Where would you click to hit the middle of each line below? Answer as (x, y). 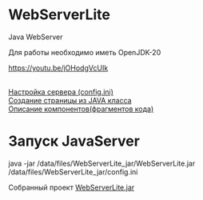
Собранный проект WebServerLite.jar (72, 187)
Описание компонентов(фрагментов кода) (81, 109)
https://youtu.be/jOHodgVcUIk (58, 68)
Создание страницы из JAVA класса (70, 100)
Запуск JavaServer (74, 141)
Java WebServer (36, 37)
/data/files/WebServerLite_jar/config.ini (73, 172)
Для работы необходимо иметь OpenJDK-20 (85, 52)
